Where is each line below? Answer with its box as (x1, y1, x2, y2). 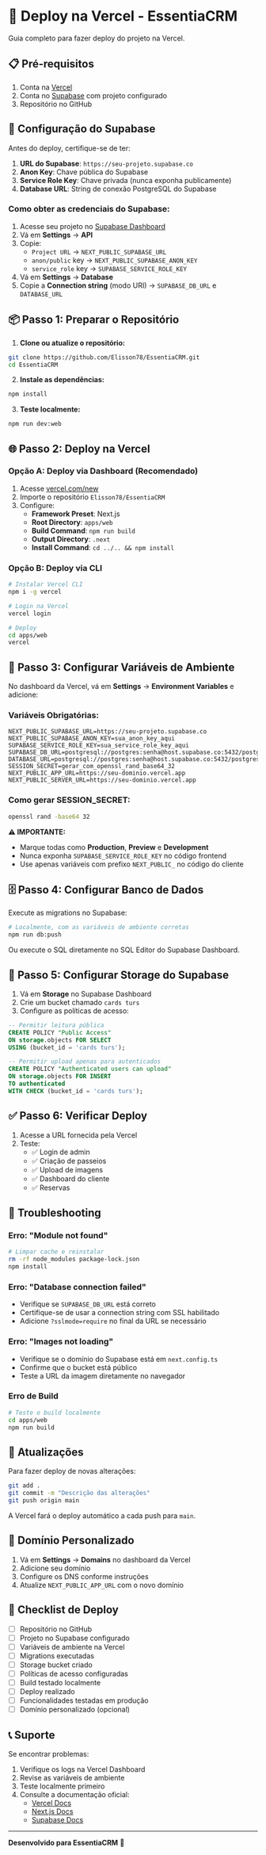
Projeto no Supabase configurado (19, 1633, 131, 1643)
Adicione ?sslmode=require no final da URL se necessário (19, 1316, 207, 1326)
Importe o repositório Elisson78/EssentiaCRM (19, 491, 165, 502)
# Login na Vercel (8, 602, 69, 610)
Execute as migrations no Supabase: (8, 908, 127, 918)
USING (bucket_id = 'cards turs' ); (8, 1043, 126, 1051)
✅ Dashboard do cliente (31, 1173, 110, 1184)
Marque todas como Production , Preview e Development (19, 842, 209, 851)
